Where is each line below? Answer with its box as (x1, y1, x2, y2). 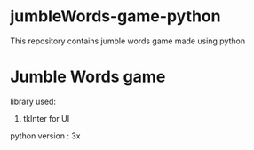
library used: (10, 96, 57, 107)
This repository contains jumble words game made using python (10, 36, 246, 46)
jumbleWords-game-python (10, 6, 221, 27)
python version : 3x (10, 130, 81, 141)
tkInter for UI (22, 113, 70, 123)
